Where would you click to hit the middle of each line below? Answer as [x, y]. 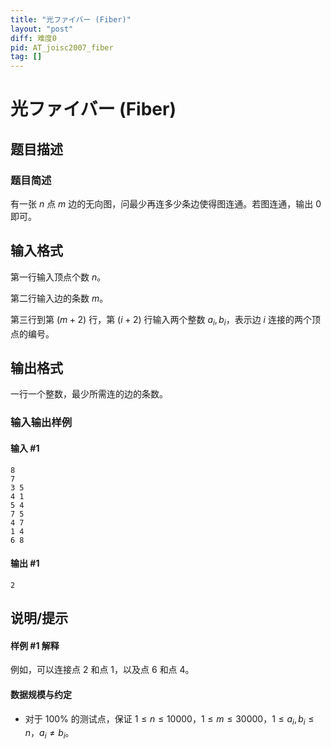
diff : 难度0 [33, 38]
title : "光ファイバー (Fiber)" [71, 19]
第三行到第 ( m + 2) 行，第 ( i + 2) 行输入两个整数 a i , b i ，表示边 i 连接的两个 [161, 320]
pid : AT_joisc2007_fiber [62, 47]
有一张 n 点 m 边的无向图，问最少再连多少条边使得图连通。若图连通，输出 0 [166, 204]
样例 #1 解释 [35, 645]
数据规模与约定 [41, 694]
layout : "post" [42, 29]
